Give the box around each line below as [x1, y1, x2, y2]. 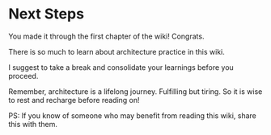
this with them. [8, 119, 58, 129]
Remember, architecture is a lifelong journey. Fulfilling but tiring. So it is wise [8, 86, 263, 96]
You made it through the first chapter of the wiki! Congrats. [8, 31, 205, 41]
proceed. [8, 71, 39, 80]
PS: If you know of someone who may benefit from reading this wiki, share [8, 110, 256, 121]
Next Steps [8, 5, 85, 23]
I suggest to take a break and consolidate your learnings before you [8, 62, 235, 72]
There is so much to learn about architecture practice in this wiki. [8, 47, 225, 56]
